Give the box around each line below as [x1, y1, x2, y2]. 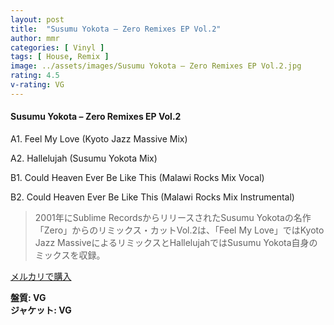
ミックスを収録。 [34, 249, 106, 261]
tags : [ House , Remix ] [10, 52, 110, 62]
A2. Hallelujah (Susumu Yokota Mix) [10, 152, 158, 164]
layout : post [10, 14, 65, 25]
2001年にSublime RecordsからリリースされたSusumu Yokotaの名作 [34, 211, 312, 223]
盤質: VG [10, 291, 47, 303]
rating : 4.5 [10, 71, 60, 81]
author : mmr [10, 33, 60, 43]
